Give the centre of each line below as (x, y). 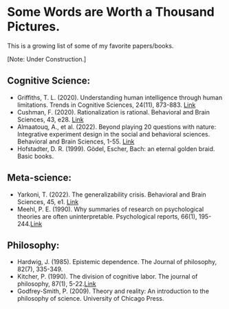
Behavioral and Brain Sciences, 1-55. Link (76, 141)
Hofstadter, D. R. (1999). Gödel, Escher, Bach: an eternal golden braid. (116, 148)
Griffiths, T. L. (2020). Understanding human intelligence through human (120, 97)
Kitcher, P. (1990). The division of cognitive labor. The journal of (107, 277)
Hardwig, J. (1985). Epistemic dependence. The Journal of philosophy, (117, 262)
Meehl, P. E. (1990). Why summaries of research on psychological (110, 209)
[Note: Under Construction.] (47, 59)
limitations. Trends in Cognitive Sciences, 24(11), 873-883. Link (106, 105)
